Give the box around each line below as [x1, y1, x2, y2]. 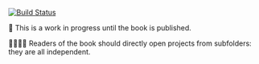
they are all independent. [8, 47, 91, 56]
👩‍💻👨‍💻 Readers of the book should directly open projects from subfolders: [8, 38, 252, 48]
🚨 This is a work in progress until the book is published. [8, 23, 191, 32]
